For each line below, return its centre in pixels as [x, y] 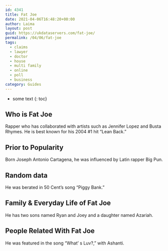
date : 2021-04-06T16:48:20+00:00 [40, 19]
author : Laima [20, 24]
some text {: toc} [30, 99]
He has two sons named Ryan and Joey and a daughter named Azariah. [79, 215]
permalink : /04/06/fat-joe [33, 38]
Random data [26, 175]
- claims [19, 47]
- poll [17, 75]
